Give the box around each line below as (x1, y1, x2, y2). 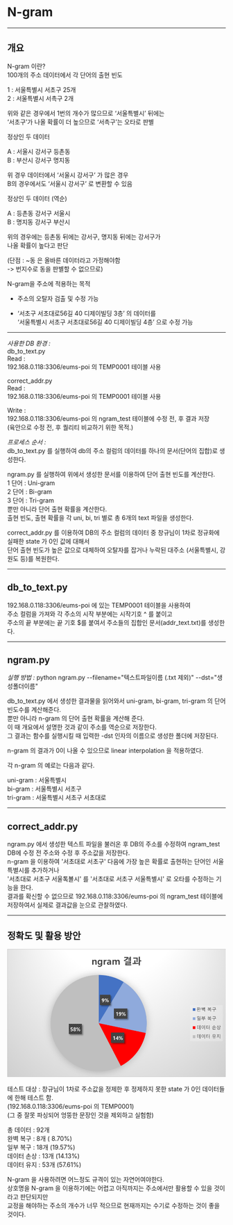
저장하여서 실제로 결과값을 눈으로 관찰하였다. (7, 901, 128, 909)
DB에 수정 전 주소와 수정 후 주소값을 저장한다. (7, 848, 130, 857)
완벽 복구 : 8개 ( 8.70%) (7, 1135, 73, 1143)
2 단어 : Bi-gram (7, 487, 53, 496)
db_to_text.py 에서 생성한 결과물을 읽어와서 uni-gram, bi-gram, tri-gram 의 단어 (7, 697, 226, 705)
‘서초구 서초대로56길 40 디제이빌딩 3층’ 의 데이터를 (17, 309, 156, 317)
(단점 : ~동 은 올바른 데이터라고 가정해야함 (7, 255, 121, 264)
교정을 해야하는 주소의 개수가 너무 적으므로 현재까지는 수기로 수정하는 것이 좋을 (7, 1201, 221, 1210)
